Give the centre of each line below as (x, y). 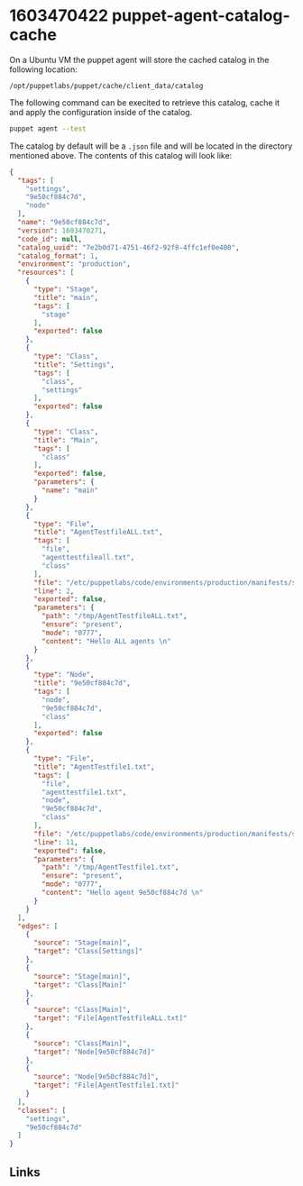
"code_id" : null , (50, 239)
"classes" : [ (42, 1110)
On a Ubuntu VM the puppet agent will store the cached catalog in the (139, 59)
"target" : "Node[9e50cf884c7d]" (94, 1052)
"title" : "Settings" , (74, 365)
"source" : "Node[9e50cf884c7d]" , (96, 1077)
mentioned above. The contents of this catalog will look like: (121, 155)
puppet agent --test (48, 128)
